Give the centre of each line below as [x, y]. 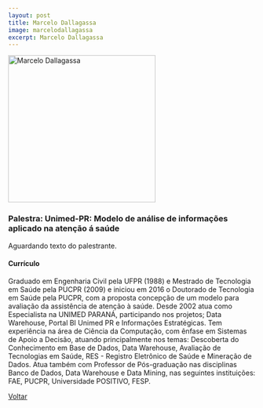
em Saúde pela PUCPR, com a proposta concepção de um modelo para [124, 297]
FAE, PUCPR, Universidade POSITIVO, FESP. [80, 381]
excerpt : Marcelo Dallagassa [56, 37]
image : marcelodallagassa [50, 30]
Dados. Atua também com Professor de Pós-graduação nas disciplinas [122, 364]
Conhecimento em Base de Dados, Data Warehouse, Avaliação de [115, 348]
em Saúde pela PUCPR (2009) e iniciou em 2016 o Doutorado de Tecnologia [131, 289]
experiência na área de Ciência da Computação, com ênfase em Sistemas [128, 331]
